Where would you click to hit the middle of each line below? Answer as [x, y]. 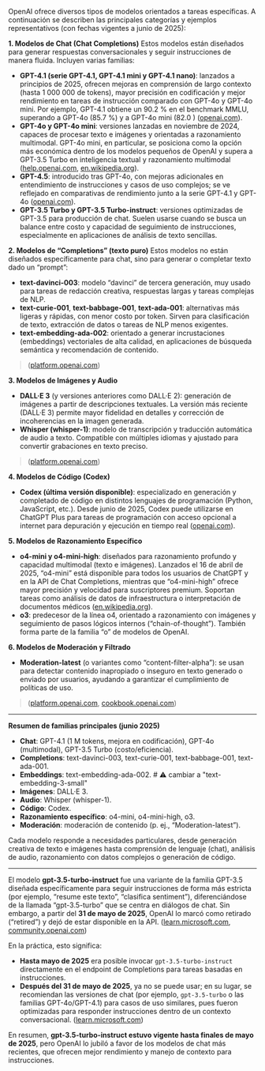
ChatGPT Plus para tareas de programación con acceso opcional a [128, 517]
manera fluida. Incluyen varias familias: [72, 60]
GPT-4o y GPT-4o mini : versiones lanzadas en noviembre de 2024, [129, 126]
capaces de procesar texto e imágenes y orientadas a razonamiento [130, 134]
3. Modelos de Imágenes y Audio [63, 380]
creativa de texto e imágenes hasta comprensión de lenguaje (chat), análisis [132, 849]
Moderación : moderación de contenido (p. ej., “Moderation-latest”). [130, 825]
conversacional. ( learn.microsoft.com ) [82, 1020]
